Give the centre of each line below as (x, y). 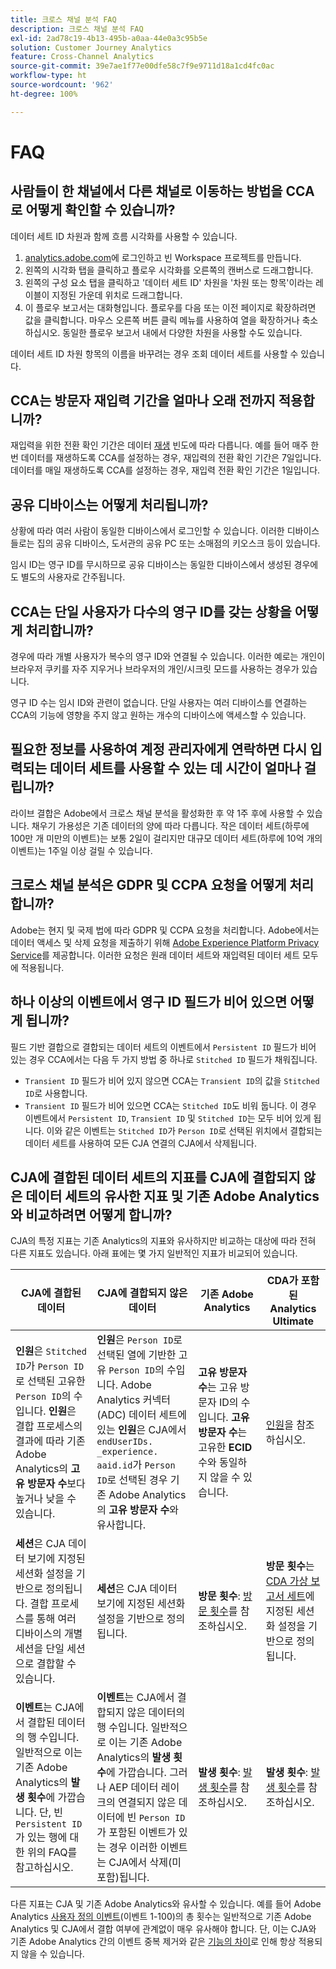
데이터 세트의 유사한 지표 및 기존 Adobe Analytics (172, 1196)
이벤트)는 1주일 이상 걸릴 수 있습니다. (81, 850)
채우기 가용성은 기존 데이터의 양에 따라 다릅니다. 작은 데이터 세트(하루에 (170, 825)
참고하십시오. (44, 1868)
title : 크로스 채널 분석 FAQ (63, 19)
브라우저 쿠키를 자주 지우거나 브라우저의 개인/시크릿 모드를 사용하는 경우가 (155, 669)
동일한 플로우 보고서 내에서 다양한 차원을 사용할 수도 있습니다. (182, 332)
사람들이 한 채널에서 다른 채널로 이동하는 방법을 (146, 191)
